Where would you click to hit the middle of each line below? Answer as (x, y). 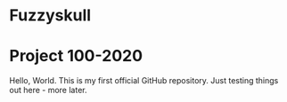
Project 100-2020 (76, 56)
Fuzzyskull (50, 16)
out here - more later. (48, 90)
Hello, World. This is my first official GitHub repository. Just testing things (144, 81)
